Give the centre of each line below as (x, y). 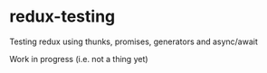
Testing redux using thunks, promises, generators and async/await (133, 41)
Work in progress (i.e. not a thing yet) (79, 59)
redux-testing (62, 17)
